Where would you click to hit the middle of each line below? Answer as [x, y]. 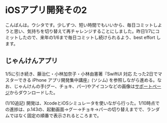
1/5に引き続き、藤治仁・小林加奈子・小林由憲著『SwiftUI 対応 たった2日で [81, 74]
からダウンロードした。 [34, 92]
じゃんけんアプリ [31, 61]
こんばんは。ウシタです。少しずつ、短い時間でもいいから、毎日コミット [79, 25]
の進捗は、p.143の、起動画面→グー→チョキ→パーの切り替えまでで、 [76, 109]
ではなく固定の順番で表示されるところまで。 [55, 116]
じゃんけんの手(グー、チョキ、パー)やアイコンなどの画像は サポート [83, 86]
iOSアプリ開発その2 [46, 10]
